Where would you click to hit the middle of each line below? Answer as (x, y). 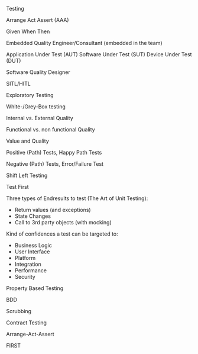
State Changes (33, 216)
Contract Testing (27, 323)
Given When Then (28, 31)
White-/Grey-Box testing (36, 107)
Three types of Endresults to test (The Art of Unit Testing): (77, 198)
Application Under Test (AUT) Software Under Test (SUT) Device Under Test (99, 54)
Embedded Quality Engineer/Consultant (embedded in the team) (84, 43)
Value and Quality (27, 141)
